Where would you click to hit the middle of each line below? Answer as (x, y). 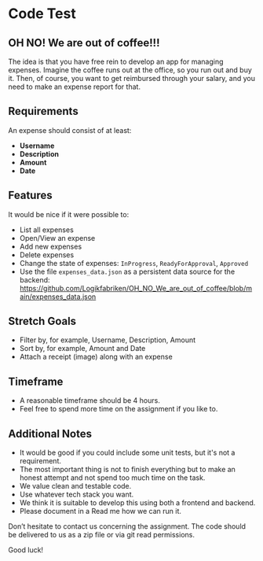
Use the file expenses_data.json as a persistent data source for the (127, 271)
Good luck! (26, 550)
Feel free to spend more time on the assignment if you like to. (119, 409)
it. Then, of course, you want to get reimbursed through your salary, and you (132, 78)
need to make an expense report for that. (75, 87)
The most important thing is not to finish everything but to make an (127, 470)
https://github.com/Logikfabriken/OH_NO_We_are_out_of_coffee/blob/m (136, 288)
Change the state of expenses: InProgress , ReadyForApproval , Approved (134, 263)
